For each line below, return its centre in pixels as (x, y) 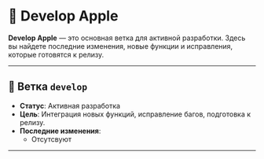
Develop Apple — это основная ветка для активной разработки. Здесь (127, 38)
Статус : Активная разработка (70, 105)
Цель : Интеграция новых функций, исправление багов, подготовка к (135, 114)
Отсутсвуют (51, 139)
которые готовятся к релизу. (56, 54)
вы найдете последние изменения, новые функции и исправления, (121, 46)
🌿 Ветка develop (48, 87)
